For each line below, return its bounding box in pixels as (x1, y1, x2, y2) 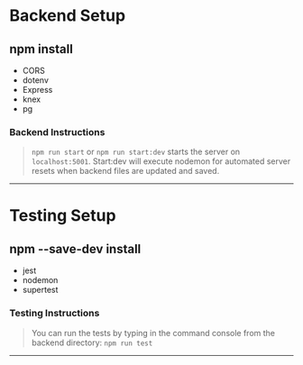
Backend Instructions (9, 125, 106, 138)
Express (22, 85, 53, 95)
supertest (22, 285, 59, 296)
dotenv (22, 75, 50, 86)
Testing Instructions (9, 307, 100, 320)
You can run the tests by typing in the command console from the (31, 327, 276, 338)
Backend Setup (9, 5, 126, 26)
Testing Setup (9, 205, 116, 226)
